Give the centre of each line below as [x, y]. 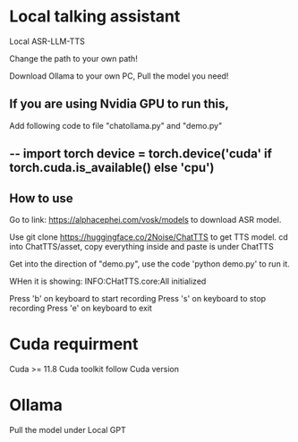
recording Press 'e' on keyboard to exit [81, 308]
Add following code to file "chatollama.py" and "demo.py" [116, 125]
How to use [41, 198]
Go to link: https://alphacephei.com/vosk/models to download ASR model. [145, 219]
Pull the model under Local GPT [68, 429]
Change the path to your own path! [74, 58]
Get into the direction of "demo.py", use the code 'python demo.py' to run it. [150, 263]
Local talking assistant [95, 17]
